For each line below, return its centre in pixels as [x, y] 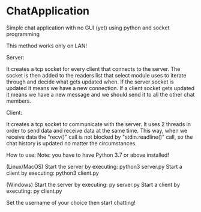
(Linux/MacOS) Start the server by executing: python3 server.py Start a [94, 166]
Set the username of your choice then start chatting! [71, 202]
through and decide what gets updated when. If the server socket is [90, 82]
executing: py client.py [34, 191]
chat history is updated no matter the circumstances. [71, 143]
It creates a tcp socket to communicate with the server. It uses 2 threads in [98, 124]
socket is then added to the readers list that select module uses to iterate [96, 75]
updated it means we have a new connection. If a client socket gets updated [100, 88]
